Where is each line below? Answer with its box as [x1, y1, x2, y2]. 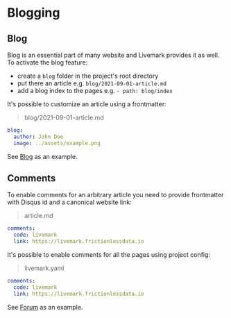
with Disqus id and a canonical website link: [7, 198, 132, 206]
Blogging [7, 5, 60, 21]
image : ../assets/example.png [13, 140, 101, 147]
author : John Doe [13, 133, 64, 140]
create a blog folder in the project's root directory [17, 72, 159, 80]
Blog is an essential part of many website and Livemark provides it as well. [7, 51, 220, 59]
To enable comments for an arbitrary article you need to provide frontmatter [7, 191, 224, 199]
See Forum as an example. [7, 303, 83, 311]
